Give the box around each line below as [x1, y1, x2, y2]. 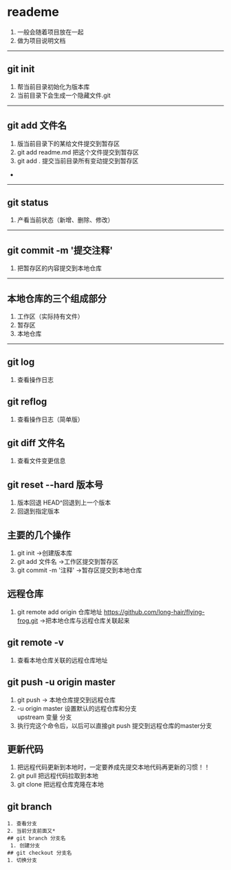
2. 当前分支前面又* [7, 828, 56, 835]
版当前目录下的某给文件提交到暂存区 [16, 139, 120, 148]
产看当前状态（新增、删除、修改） [16, 216, 114, 224]
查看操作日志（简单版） [16, 415, 84, 423]
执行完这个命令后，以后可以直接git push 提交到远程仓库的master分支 [16, 721, 212, 729]
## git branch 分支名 [7, 835, 66, 842]
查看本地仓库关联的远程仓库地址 [16, 656, 108, 664]
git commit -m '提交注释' [7, 244, 113, 256]
